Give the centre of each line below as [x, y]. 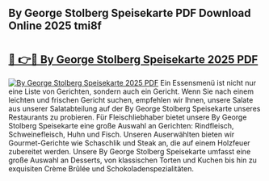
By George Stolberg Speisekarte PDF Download [130, 13]
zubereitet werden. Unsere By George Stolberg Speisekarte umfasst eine [130, 152]
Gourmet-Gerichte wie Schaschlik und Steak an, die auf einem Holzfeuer [129, 143]
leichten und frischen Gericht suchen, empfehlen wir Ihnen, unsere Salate [131, 100]
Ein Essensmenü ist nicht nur [208, 83]
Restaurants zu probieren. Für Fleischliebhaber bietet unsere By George [128, 117]
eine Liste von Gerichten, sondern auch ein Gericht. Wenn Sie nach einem [131, 91]
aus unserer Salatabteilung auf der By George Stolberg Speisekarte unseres [134, 109]
